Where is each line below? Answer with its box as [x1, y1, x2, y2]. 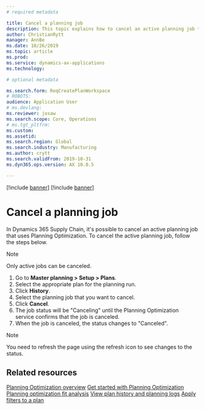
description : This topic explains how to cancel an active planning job [6, 26, 195, 32]
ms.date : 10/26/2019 [6, 43, 59, 49]
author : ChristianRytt [6, 31, 64, 37]
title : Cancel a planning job [6, 20, 84, 26]
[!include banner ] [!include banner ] [6, 184, 95, 191]
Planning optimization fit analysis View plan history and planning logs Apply [6, 390, 196, 398]
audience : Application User [6, 99, 78, 105]
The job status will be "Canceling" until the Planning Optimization [15, 307, 179, 314]
